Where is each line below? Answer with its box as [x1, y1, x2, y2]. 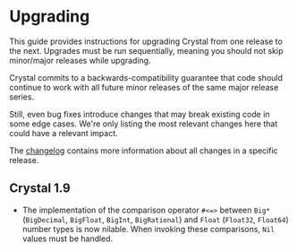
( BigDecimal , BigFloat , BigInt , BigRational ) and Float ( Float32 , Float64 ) [21, 213, 289, 225]
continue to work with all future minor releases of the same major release [9, 82, 279, 92]
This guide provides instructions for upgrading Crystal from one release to [9, 36, 284, 47]
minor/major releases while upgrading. [9, 55, 151, 65]
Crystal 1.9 [9, 181, 71, 196]
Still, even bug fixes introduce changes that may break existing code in [9, 108, 270, 119]
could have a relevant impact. [9, 127, 118, 138]
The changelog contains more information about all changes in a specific [9, 145, 279, 156]
